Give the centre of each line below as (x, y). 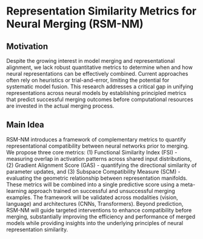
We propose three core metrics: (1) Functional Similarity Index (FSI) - (92, 152)
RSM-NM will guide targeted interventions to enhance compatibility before (99, 210)
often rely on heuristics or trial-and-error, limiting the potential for (88, 80)
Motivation (27, 46)
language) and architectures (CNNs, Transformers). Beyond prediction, (95, 203)
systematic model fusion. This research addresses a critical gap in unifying (100, 87)
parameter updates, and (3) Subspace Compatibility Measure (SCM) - (93, 171)
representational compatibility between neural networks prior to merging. (98, 146)
